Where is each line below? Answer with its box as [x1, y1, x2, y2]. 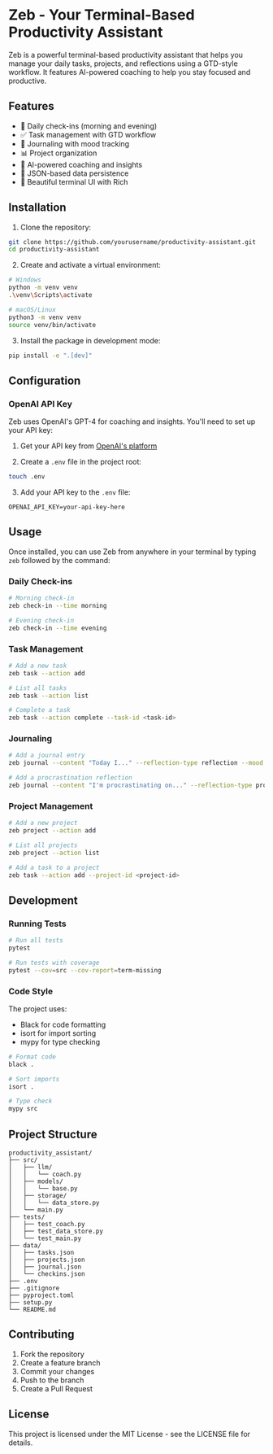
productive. [8, 76, 47, 85]
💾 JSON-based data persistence [19, 168, 129, 178]
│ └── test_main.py [8, 1234, 82, 1242]
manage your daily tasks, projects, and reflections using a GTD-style [8, 59, 238, 68]
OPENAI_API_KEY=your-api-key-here [8, 503, 126, 511]
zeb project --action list [8, 849, 100, 857]
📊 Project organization [19, 148, 97, 158]
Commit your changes [19, 1366, 95, 1376]
